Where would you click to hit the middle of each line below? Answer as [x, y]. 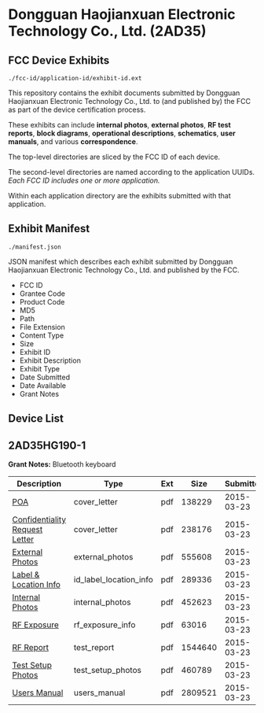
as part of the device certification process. [77, 109]
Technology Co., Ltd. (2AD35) [107, 31]
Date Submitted [45, 377]
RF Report [31, 648]
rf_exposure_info [104, 625]
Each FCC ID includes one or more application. [84, 180]
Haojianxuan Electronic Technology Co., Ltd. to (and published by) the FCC [130, 101]
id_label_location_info [113, 580]
